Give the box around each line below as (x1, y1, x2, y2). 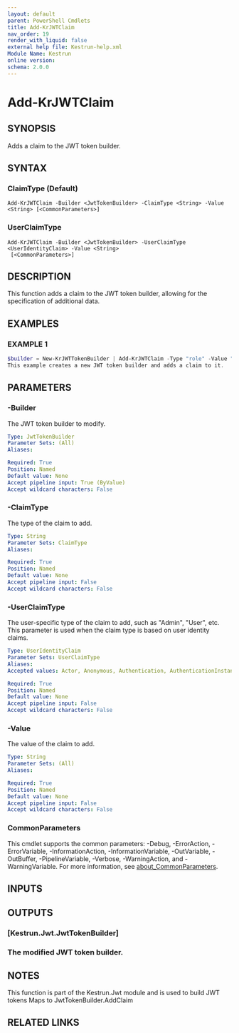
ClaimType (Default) (7, 183, 78, 193)
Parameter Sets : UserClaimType (7, 654, 100, 661)
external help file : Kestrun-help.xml (7, 44, 122, 51)
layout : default (7, 10, 55, 18)
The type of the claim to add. (7, 519, 92, 527)
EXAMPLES (7, 317, 59, 330)
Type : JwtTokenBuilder (7, 433, 75, 440)
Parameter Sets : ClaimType (7, 539, 87, 546)
